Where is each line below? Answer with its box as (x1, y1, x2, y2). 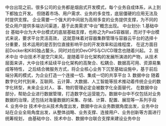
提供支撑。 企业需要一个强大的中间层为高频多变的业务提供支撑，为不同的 (9, 17, 158, 22)
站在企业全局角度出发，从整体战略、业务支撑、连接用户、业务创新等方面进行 (5, 109, 161, 115)
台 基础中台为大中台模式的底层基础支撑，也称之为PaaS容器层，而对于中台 (5, 29, 156, 35)
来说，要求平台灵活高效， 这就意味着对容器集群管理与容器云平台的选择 (9, 35, 154, 41)
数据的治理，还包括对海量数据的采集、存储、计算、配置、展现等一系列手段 (5, 97, 157, 103)
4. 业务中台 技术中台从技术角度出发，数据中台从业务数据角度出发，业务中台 (5, 103, 159, 109)
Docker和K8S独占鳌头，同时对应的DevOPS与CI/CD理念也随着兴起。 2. (9, 47, 153, 53)
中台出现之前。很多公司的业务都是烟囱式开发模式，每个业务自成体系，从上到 (5, 4, 161, 10)
